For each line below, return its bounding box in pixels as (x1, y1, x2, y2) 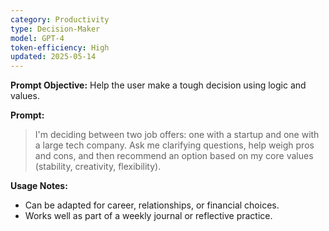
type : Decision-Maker (10, 24, 101, 34)
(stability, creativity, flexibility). (34, 161, 162, 173)
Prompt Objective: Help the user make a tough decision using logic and (10, 79, 307, 91)
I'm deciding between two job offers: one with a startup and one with (34, 129, 320, 141)
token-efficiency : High (10, 42, 110, 53)
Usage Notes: (10, 180, 68, 192)
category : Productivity (10, 14, 110, 25)
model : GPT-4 (10, 33, 65, 43)
